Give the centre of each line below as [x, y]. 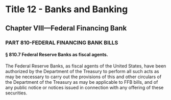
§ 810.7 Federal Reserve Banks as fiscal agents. [57, 55]
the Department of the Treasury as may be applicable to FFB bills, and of [82, 82]
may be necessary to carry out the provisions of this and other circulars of [83, 77]
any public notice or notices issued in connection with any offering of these [84, 87]
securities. [16, 93]
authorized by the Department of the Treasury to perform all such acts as [82, 71]
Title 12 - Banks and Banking [67, 9]
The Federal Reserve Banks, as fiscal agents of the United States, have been [86, 66]
